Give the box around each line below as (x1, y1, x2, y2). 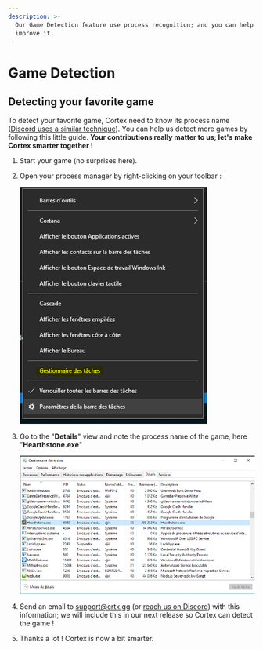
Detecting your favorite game (8, 95, 154, 108)
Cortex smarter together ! (8, 141, 94, 151)
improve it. (15, 29, 55, 37)
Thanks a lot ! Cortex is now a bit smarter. (19, 634, 154, 644)
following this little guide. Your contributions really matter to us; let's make (8, 133, 253, 142)
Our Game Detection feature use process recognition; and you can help (15, 20, 254, 29)
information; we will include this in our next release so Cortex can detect (19, 611, 253, 620)
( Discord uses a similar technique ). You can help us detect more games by (8, 124, 248, 133)
